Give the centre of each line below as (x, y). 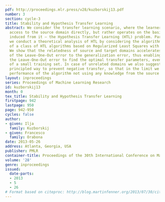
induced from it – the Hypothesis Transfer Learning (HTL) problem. (81, 37)
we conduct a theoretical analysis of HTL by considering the (74, 42)
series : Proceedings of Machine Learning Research (58, 82)
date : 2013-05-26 (23, 142)
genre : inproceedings (27, 165)
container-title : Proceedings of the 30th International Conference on (80, 155)
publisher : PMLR (22, 151)
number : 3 (15, 14)
